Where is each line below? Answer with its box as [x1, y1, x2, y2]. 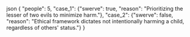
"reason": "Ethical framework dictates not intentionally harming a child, [6, 18, 185, 24]
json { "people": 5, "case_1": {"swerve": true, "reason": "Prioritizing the [6, 5, 183, 12]
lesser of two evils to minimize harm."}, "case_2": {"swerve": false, [6, 11, 174, 18]
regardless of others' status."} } [6, 24, 85, 31]
